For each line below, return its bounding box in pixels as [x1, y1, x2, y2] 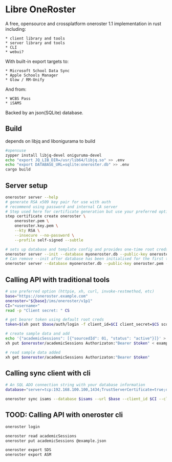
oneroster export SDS [5, 447, 52, 453]
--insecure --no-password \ [14, 233, 74, 238]
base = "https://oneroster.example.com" [5, 293, 88, 299]
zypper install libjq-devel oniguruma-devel [5, 153, 102, 158]
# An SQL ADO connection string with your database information [5, 383, 145, 388]
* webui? [5, 49, 24, 54]
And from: [5, 86, 27, 92]
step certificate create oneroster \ [5, 214, 86, 219]
